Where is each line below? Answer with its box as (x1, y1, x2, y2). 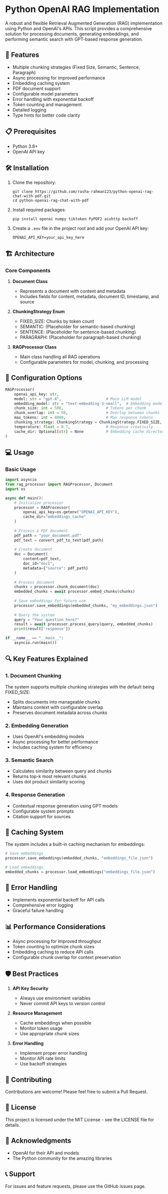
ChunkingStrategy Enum (12, 309, 65, 315)
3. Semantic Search (5, 756, 54, 763)
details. (5, 1122, 20, 1128)
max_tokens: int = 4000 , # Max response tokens (14, 415, 153, 420)
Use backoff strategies (19, 1061, 67, 1067)
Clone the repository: (12, 179, 56, 185)
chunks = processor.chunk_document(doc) (14, 584, 99, 589)
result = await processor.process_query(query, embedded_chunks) (14, 622, 153, 627)
